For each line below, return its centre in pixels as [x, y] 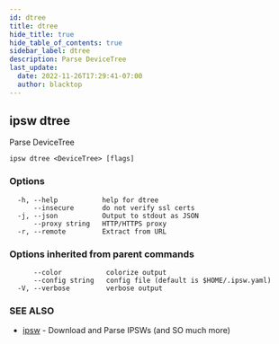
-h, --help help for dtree [88, 200]
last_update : [34, 68]
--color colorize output [100, 273]
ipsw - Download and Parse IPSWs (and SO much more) [126, 331]
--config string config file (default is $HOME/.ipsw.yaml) [152, 281]
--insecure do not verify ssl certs [114, 207]
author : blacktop [50, 84]
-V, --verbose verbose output [90, 288]
